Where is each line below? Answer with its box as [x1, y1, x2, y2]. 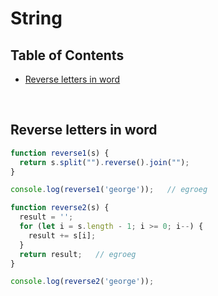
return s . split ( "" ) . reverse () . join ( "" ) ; [19, 157, 190, 167]
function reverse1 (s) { [10, 148, 110, 158]
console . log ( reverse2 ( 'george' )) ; [10, 277, 155, 287]
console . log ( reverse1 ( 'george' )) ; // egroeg [10, 185, 208, 195]
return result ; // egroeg [19, 249, 137, 259]
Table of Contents [10, 47, 125, 64]
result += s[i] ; [28, 230, 97, 241]
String [10, 7, 63, 30]
